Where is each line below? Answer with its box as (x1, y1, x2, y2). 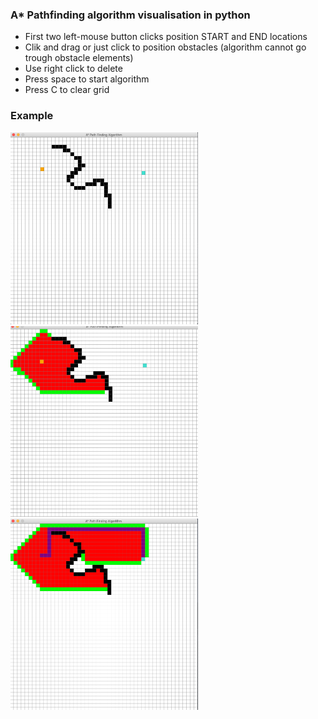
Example (10, 109, 54, 123)
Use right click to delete (24, 63, 123, 75)
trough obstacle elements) (24, 52, 134, 64)
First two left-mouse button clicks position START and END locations (24, 31, 308, 43)
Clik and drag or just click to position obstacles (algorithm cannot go (24, 41, 307, 53)
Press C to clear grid (24, 84, 110, 96)
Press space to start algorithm (24, 73, 150, 85)
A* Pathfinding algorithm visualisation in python (10, 8, 251, 22)
